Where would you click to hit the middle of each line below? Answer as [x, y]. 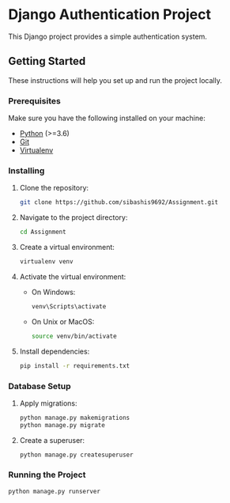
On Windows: [53, 292]
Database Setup [40, 386]
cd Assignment [43, 232]
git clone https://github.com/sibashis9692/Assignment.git [119, 202]
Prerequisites [34, 100]
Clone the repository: [54, 188]
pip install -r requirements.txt [75, 365]
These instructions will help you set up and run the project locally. [115, 80]
